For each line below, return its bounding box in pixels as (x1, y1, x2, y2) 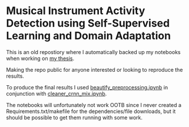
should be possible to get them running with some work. (6, 113, 143, 121)
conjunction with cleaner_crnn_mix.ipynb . (6, 90, 107, 97)
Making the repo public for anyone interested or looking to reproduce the (6, 66, 183, 73)
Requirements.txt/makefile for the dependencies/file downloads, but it (6, 108, 176, 115)
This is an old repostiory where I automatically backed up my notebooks (6, 48, 181, 55)
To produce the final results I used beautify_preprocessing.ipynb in (6, 83, 168, 91)
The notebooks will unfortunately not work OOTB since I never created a (6, 101, 181, 108)
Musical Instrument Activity (6, 4, 145, 18)
